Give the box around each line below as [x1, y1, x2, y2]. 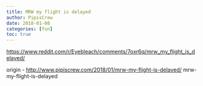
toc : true [6, 31, 32, 38]
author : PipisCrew [6, 15, 53, 21]
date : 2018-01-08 [6, 20, 50, 26]
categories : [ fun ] [6, 25, 53, 32]
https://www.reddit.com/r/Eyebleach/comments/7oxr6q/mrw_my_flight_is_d [6, 48, 196, 55]
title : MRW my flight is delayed [6, 8, 91, 15]
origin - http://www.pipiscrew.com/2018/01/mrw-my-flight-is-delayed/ [6, 66, 182, 73]
